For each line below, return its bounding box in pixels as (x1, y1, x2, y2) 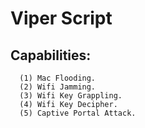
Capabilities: (10, 47, 92, 64)
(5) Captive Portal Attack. (19, 108, 137, 118)
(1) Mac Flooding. (19, 73, 97, 83)
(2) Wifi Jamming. (19, 82, 97, 92)
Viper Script (10, 7, 113, 30)
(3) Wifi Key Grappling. (19, 91, 123, 101)
